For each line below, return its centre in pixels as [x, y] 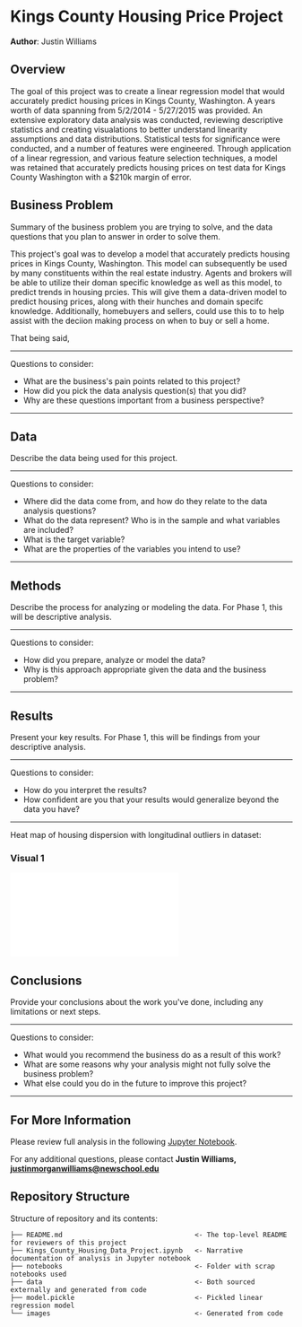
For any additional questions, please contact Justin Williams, [123, 1158]
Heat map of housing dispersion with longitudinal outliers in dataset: [136, 835]
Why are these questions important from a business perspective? [144, 400]
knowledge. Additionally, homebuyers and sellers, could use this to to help [147, 310]
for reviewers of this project [69, 1243]
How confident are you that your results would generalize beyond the [151, 799]
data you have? [51, 809]
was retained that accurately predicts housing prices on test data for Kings [148, 167]
